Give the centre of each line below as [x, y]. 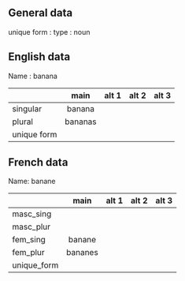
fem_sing [29, 240]
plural [23, 122]
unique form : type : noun [49, 32]
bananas [81, 122]
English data [39, 57]
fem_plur [28, 253]
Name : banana [33, 76]
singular [27, 108]
